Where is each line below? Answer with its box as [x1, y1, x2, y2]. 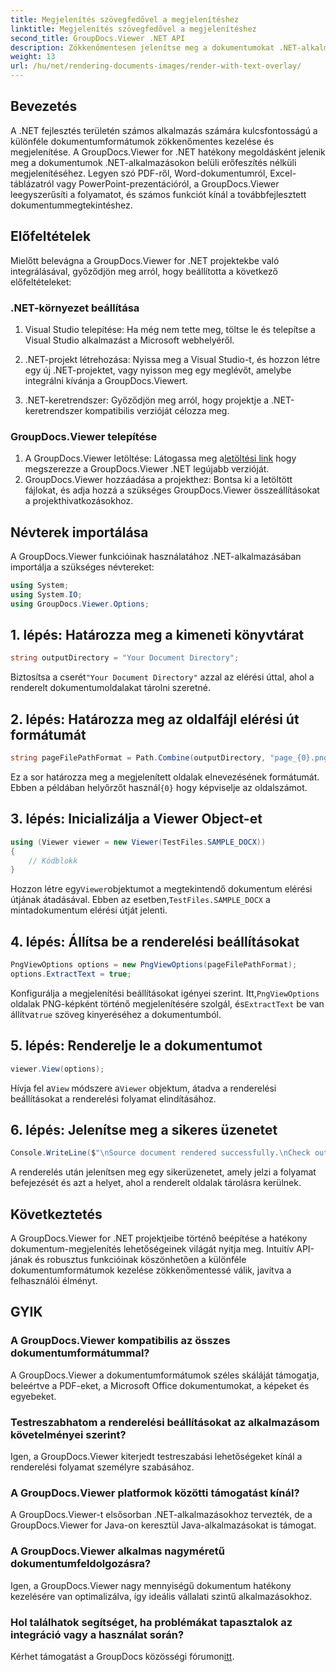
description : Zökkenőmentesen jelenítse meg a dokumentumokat [10, 42, 275, 53]
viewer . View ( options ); [10, 1064, 105, 1074]
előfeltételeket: [10, 276, 72, 288]
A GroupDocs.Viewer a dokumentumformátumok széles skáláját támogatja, [10, 1369, 320, 1381]
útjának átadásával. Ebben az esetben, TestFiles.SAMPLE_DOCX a [10, 894, 271, 906]
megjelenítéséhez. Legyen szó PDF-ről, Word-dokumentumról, [10, 167, 268, 179]
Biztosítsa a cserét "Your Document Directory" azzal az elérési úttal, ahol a [10, 671, 315, 683]
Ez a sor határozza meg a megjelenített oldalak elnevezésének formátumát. [10, 771, 320, 783]
